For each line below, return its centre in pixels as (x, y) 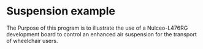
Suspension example (61, 11)
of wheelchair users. (32, 41)
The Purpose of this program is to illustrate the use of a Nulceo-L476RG (97, 28)
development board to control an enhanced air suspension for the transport (102, 34)
